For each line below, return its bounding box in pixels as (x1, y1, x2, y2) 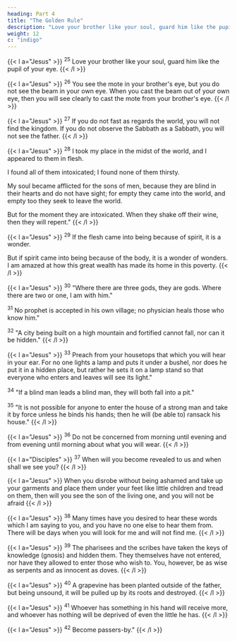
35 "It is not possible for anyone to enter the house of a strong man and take (7, 402, 228, 412)
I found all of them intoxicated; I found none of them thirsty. (7, 167, 180, 176)
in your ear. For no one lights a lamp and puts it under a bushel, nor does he (7, 358, 227, 367)
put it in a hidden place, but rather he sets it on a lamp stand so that (7, 366, 204, 374)
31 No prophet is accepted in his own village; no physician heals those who (7, 305, 224, 314)
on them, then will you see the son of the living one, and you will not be (7, 491, 214, 500)
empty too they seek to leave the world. (7, 196, 123, 205)
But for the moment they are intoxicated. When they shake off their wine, (7, 210, 219, 219)
